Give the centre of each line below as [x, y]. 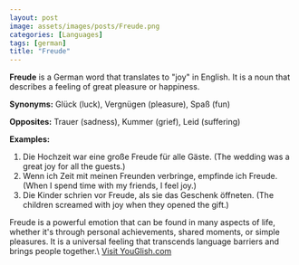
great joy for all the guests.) [74, 166]
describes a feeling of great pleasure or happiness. [105, 87]
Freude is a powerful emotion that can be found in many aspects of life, [143, 222]
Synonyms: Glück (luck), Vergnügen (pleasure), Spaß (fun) [120, 104]
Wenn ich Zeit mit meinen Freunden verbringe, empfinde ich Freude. [150, 176]
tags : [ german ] [38, 43]
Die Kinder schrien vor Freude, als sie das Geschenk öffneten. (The [148, 195]
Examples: [29, 139]
